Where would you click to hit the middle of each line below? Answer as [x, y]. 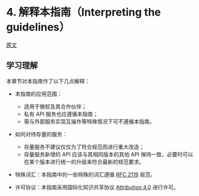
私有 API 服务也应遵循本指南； [61, 114]
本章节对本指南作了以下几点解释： [48, 81]
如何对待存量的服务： [41, 134]
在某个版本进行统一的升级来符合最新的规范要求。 [84, 161]
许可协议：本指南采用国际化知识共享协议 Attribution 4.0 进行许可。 [97, 187]
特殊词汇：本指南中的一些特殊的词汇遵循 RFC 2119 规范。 [85, 174]
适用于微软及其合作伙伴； [55, 106]
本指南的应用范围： [39, 94]
